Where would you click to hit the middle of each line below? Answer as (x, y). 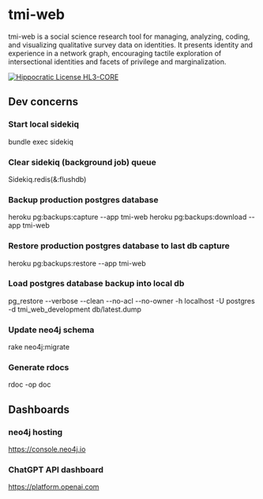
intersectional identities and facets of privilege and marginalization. (117, 62)
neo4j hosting (36, 432)
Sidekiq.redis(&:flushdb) (47, 179)
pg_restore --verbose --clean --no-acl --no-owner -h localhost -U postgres (131, 301)
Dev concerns (43, 102)
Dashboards (39, 409)
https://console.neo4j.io (47, 449)
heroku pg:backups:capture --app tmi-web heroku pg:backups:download (128, 217)
